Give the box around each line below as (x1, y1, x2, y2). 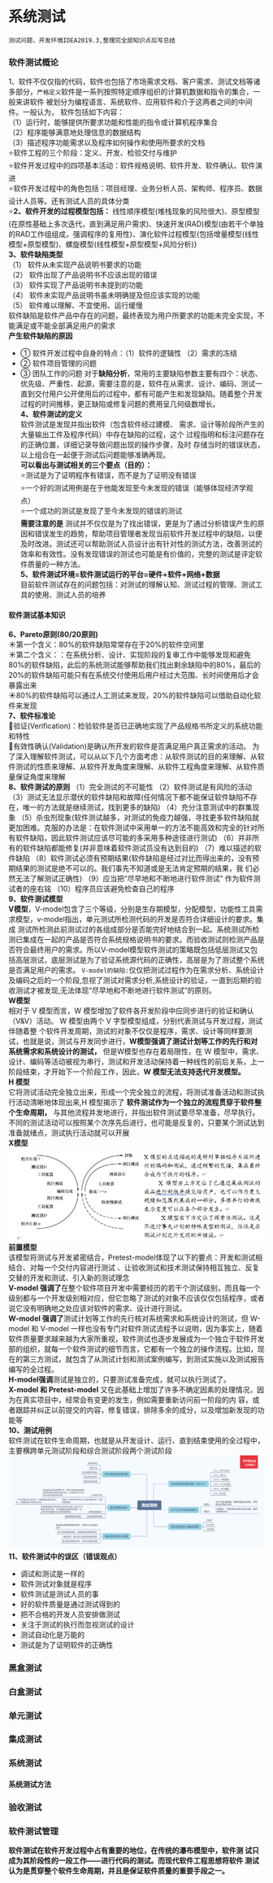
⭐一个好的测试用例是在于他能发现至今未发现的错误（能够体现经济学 (19, 483, 246, 493)
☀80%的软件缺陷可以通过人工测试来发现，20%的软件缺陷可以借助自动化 (8, 691, 254, 701)
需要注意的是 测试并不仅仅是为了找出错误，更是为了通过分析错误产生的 (19, 518, 258, 529)
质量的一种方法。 (27, 559, 85, 570)
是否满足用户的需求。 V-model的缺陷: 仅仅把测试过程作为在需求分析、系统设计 (8, 965, 264, 975)
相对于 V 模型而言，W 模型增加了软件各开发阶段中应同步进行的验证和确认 (8, 1006, 254, 1016)
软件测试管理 (8, 1825, 59, 1837)
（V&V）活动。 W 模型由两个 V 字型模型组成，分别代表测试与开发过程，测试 (8, 1016, 262, 1026)
